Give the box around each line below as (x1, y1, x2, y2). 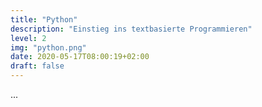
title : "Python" (10, 14, 78, 25)
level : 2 (10, 33, 47, 43)
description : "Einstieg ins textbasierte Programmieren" (10, 24, 253, 34)
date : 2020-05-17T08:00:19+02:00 (10, 52, 150, 62)
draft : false (10, 61, 65, 71)
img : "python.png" (10, 42, 87, 53)
